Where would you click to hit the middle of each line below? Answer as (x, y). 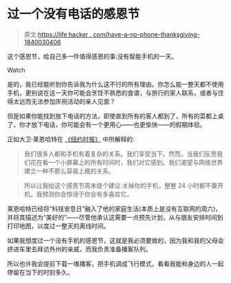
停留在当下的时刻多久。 (40, 272)
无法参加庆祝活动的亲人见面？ (73, 101)
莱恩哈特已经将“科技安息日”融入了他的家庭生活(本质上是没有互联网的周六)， (114, 208)
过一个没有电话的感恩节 (74, 14)
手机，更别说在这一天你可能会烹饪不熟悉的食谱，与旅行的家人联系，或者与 (112, 93)
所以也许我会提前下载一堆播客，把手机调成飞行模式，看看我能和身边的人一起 (115, 263)
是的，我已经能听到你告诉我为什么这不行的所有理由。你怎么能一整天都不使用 (115, 84)
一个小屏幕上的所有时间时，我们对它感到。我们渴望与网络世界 (135, 162)
